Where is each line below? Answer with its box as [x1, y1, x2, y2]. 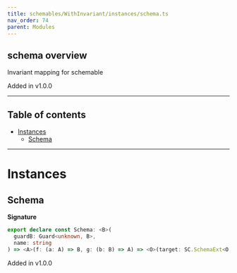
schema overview [7, 49, 87, 61]
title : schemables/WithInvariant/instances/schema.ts [7, 10, 169, 18]
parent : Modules [7, 23, 55, 30]
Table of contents [7, 108, 86, 120]
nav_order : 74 [7, 17, 49, 24]
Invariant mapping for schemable [7, 68, 104, 77]
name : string [13, 239, 52, 246]
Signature [7, 212, 37, 221]
